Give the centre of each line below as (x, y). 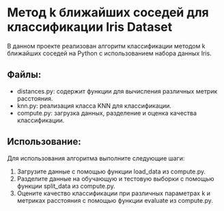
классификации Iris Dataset (90, 27)
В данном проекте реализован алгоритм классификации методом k (107, 46)
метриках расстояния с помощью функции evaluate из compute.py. (115, 200)
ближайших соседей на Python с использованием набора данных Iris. (109, 53)
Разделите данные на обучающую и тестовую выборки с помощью (115, 178)
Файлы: (24, 75)
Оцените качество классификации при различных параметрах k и (113, 193)
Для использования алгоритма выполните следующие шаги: (96, 158)
